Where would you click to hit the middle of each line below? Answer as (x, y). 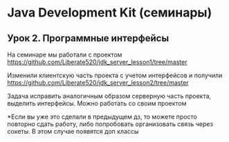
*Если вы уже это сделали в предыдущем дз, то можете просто (102, 116)
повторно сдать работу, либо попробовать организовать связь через (110, 124)
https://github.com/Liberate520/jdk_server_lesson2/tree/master (98, 83)
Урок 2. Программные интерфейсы (88, 38)
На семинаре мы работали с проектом (65, 54)
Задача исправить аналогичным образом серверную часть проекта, (109, 96)
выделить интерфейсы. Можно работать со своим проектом (97, 103)
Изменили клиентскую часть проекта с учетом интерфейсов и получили (115, 75)
